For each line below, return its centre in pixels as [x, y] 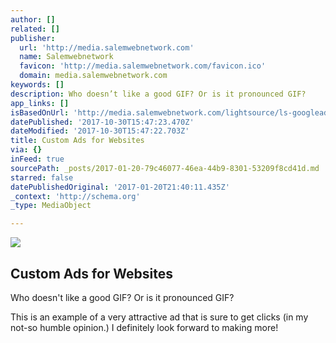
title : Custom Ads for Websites [77, 141]
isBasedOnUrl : [40, 112]
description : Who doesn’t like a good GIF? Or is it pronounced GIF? [158, 94]
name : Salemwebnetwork [66, 57]
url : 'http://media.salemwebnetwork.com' [107, 47]
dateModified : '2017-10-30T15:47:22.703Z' [100, 131]
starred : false [42, 177]
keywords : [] [37, 85]
